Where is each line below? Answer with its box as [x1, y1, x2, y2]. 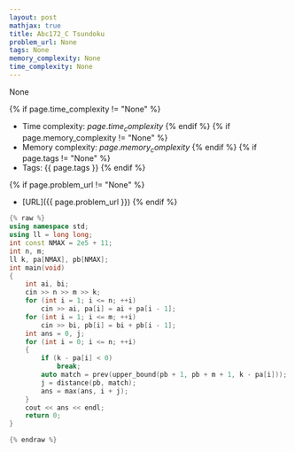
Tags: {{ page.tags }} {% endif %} [21, 163, 146, 173]
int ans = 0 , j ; [25, 329, 86, 338]
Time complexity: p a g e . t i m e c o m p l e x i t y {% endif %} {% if [21, 120, 230, 134]
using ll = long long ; [9, 231, 93, 240]
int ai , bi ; [25, 280, 69, 288]
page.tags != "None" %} [21, 153, 111, 164]
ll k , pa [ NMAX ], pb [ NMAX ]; [9, 255, 109, 264]
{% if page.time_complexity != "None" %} [9, 103, 161, 114]
